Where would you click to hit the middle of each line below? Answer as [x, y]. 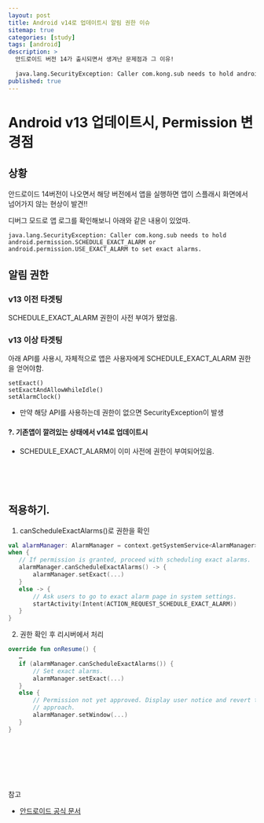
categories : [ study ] [42, 37]
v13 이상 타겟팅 [35, 340]
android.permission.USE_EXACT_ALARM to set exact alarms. [105, 249]
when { [19, 553]
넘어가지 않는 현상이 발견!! [48, 203]
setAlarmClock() [35, 397]
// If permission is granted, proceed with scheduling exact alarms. [135, 560]
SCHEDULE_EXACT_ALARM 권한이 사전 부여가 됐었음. [93, 318]
